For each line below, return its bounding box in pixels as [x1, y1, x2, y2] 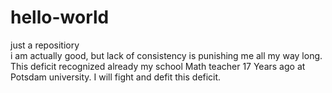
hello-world [10, 6, 110, 29]
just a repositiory [10, 39, 80, 51]
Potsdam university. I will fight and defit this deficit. [10, 71, 222, 83]
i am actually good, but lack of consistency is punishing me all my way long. [10, 49, 323, 61]
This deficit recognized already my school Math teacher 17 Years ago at [10, 60, 306, 72]
